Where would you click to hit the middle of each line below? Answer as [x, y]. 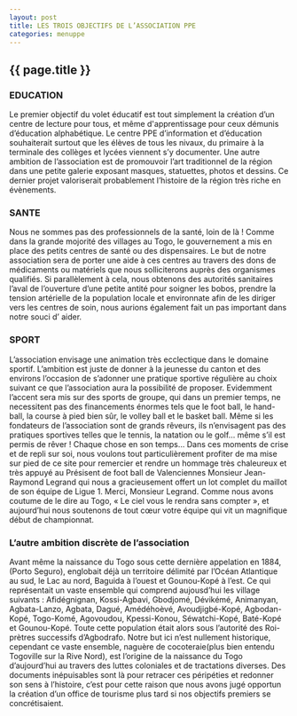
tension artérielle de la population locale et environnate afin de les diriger [143, 298]
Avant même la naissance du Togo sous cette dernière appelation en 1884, [145, 562]
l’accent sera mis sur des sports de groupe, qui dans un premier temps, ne [145, 397]
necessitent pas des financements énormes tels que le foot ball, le [130, 406]
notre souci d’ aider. [46, 317]
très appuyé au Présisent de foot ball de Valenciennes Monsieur [126, 472]
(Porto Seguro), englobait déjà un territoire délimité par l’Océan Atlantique [144, 571]
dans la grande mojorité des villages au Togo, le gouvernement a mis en [141, 241]
